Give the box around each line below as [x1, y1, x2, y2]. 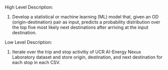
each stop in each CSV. [12, 60, 61, 65]
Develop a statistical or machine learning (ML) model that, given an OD [12, 14, 159, 19]
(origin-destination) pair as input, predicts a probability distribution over [12, 19, 160, 25]
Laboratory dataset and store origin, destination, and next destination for [12, 54, 163, 60]
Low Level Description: [5, 39, 52, 45]
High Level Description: [5, 4, 53, 10]
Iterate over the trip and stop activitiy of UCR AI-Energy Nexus [12, 49, 141, 55]
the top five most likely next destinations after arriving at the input [12, 24, 149, 30]
